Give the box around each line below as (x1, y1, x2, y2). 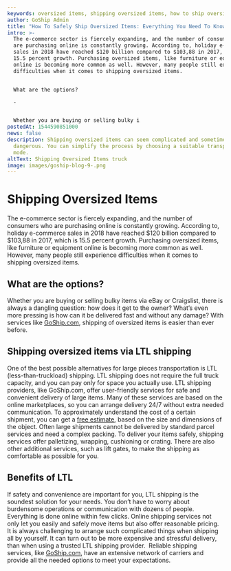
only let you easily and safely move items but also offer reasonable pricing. (7, 519, 219, 528)
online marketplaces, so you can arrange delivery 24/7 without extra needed (7, 400, 224, 408)
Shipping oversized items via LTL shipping (7, 346, 192, 357)
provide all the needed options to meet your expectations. (7, 556, 171, 564)
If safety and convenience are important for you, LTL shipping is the (7, 490, 199, 498)
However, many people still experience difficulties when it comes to (7, 251, 199, 259)
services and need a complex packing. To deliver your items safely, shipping (7, 430, 223, 438)
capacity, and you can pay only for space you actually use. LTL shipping (7, 378, 212, 386)
